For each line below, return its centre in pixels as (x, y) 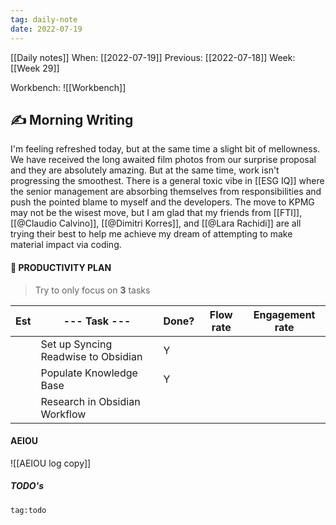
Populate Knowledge (89, 373)
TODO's (27, 486)
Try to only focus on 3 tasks (92, 290)
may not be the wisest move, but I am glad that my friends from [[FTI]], (156, 213)
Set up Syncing (76, 344)
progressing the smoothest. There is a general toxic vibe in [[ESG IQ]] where (167, 181)
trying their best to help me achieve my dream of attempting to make (151, 234)
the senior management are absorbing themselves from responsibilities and (166, 192)
